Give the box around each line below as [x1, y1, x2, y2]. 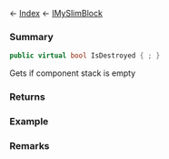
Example [9, 115, 49, 128]
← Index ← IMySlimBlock [9, 8, 103, 18]
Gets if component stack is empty [9, 68, 136, 79]
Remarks [9, 139, 50, 152]
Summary [9, 30, 55, 43]
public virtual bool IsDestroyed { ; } [9, 51, 161, 60]
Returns [9, 90, 45, 103]
